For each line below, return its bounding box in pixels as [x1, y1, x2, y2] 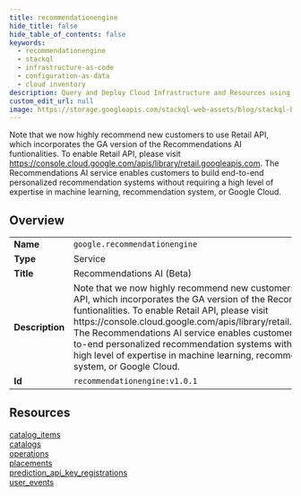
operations [9, 448, 49, 458]
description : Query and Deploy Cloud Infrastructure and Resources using [9, 88, 291, 97]
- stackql [17, 55, 54, 64]
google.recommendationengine [73, 239, 198, 249]
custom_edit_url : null [9, 96, 94, 106]
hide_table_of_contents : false [9, 30, 126, 39]
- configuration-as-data [17, 72, 110, 81]
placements [9, 457, 53, 468]
